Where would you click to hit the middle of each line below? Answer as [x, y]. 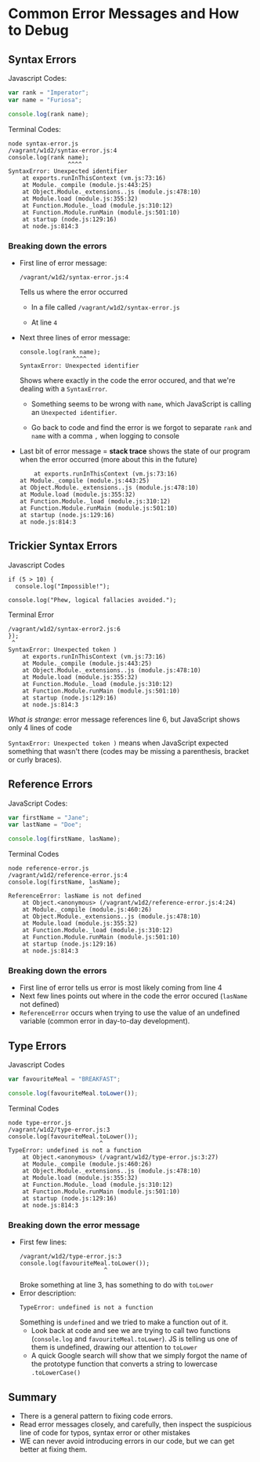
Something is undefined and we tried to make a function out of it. [124, 1322]
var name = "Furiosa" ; [45, 100]
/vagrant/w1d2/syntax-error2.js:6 [65, 629]
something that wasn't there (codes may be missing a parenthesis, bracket [128, 751]
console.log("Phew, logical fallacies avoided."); [92, 600]
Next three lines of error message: [75, 337]
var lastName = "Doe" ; [45, 825]
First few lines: [43, 1242]
